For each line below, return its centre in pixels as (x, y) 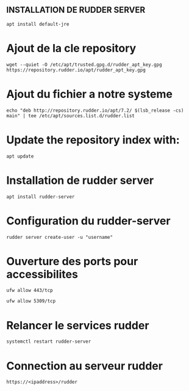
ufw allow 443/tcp (30, 291)
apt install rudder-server (41, 197)
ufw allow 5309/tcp (31, 301)
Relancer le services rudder (78, 325)
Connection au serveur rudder (85, 366)
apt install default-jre (38, 24)
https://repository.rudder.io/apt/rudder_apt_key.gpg (76, 70)
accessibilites (42, 274)
